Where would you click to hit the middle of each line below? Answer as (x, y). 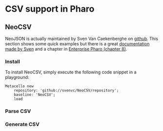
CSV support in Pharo (50, 9)
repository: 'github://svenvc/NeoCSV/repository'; (66, 91)
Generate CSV (22, 124)
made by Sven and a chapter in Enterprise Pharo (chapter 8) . (66, 49)
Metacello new (20, 86)
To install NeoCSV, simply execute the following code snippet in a (71, 72)
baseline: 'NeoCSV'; (35, 95)
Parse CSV (18, 112)
